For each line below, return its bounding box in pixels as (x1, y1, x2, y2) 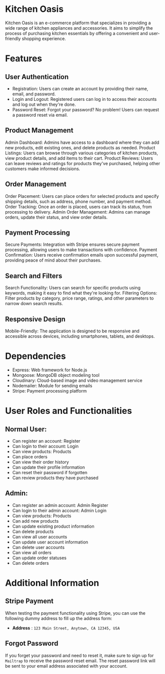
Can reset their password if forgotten (12, 469, 88, 475)
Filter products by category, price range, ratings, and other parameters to (5, 295, 154, 301)
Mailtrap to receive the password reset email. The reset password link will (5, 658, 156, 664)
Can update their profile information (12, 464, 85, 470)
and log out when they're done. (12, 101, 76, 107)
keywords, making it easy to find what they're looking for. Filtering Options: (5, 290, 158, 296)
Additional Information (5, 577, 99, 588)
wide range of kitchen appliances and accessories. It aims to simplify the (5, 25, 153, 31)
